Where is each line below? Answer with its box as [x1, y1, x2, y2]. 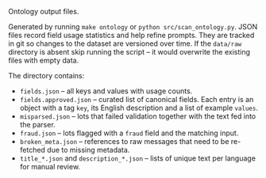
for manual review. [19, 162, 81, 171]
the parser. [19, 120, 56, 129]
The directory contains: [8, 71, 85, 80]
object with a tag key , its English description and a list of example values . [19, 103, 258, 112]
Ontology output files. [8, 7, 79, 16]
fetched [19, 146, 46, 154]
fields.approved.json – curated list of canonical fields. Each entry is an [19, 95, 254, 104]
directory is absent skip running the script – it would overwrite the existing [8, 47, 251, 56]
